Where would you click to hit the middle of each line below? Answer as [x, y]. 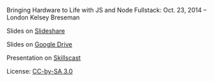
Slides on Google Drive [39, 44]
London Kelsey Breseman [43, 17]
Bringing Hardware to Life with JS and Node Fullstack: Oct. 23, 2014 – [107, 10]
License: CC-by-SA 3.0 [40, 71]
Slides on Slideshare [36, 31]
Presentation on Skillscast [44, 58]
